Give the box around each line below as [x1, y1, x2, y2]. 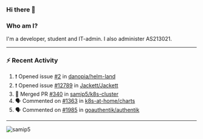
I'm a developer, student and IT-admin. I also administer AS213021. [6, 36, 172, 43]
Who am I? [6, 21, 38, 29]
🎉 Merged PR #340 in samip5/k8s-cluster [14, 90, 119, 97]
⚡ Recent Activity [6, 57, 59, 65]
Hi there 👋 [6, 5, 36, 14]
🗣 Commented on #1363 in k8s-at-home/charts [14, 97, 135, 104]
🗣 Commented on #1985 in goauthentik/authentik [14, 106, 140, 113]
